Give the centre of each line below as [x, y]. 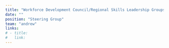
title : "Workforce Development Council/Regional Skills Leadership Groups [85, 10]
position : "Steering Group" [35, 19]
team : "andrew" [21, 24]
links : [12, 28]
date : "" [14, 14]
